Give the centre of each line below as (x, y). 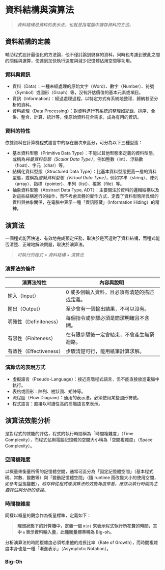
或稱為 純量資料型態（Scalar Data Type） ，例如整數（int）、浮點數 (78, 159)
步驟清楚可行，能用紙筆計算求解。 (105, 351)
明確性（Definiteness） (34, 322)
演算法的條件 (20, 269)
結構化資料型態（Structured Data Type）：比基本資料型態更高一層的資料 (84, 172)
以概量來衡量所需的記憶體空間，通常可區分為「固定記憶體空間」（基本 (75, 471)
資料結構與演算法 (40, 10)
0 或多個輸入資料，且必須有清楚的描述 (110, 292)
